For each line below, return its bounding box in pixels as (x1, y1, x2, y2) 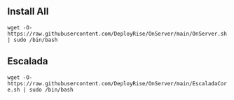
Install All (7, 6, 49, 17)
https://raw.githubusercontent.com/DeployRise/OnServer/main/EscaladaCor (7, 80, 228, 87)
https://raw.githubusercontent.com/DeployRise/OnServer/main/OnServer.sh (7, 30, 228, 37)
